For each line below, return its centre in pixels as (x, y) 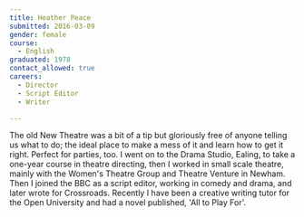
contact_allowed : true (52, 69)
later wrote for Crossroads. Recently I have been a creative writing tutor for (150, 193)
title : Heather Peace (50, 18)
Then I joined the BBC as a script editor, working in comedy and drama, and (151, 184)
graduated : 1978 (40, 60)
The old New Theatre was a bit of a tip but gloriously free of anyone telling (148, 136)
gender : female (38, 34)
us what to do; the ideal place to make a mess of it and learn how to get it (147, 145)
